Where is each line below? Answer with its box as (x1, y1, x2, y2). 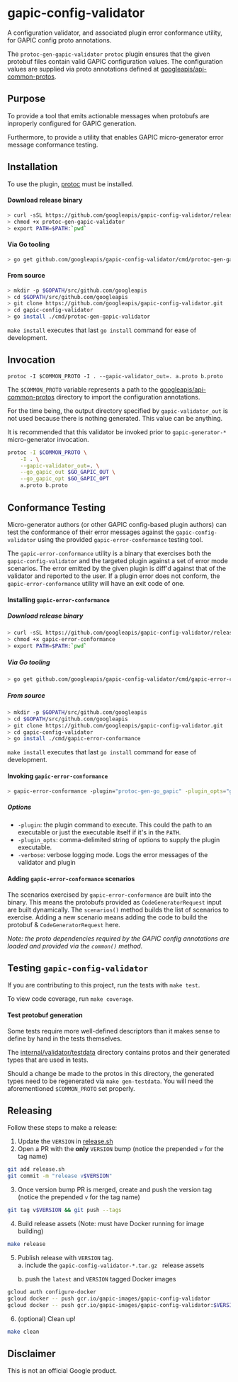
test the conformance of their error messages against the (7, 528, 175, 536)
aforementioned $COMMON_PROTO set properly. (7, 1084, 136, 1092)
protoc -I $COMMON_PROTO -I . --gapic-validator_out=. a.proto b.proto (7, 373, 223, 380)
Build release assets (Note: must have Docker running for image (17, 1220, 205, 1228)
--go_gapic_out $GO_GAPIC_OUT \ (20, 469, 115, 476)
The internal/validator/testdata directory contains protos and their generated (7, 1048, 230, 1056)
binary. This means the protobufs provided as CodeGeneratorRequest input (7, 897, 222, 906)
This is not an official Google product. (7, 1366, 117, 1375)
